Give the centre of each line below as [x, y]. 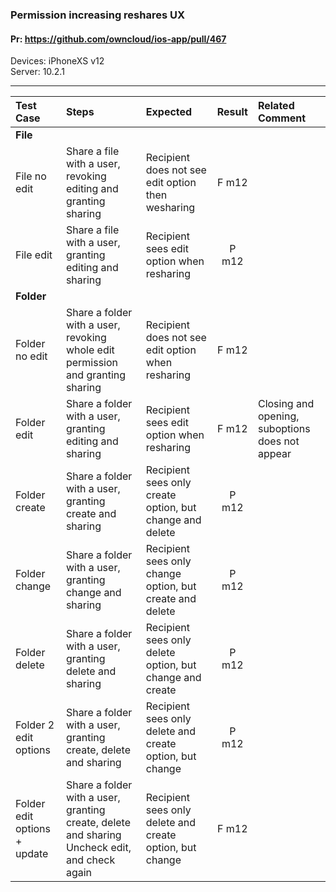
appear [274, 454]
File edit [34, 255]
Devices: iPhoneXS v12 [57, 61]
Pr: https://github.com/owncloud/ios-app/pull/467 [118, 39]
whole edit [90, 350]
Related [276, 106]
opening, [278, 416]
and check [90, 860]
